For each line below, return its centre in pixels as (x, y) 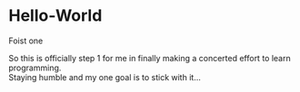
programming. (35, 68)
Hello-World (55, 16)
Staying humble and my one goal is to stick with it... (105, 77)
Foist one (26, 41)
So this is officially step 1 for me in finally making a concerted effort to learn (150, 58)
